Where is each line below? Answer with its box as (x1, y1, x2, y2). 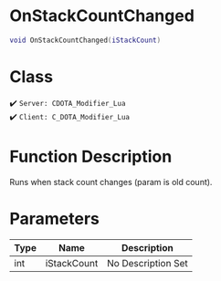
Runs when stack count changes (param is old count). (9, 176, 213, 187)
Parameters (9, 208, 100, 229)
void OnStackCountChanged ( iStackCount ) (9, 36, 162, 45)
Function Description (9, 146, 173, 167)
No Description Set (106, 256, 189, 269)
